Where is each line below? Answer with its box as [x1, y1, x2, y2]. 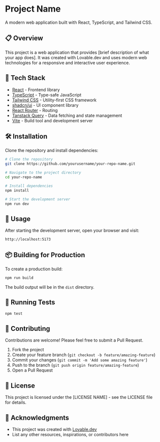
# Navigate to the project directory [5, 170, 81, 175]
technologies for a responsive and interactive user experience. [5, 60, 130, 65]
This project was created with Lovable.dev [12, 426, 97, 432]
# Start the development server [5, 196, 70, 202]
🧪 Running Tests [5, 298, 55, 307]
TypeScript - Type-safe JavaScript [12, 92, 81, 98]
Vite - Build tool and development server [12, 117, 93, 123]
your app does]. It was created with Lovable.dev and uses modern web [5, 54, 147, 60]
